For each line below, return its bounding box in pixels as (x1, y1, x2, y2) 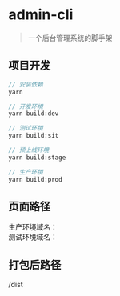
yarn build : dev (8, 110, 59, 118)
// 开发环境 (8, 102, 44, 110)
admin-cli (8, 6, 74, 24)
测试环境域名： (8, 232, 58, 242)
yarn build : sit (8, 132, 59, 140)
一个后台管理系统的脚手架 (27, 33, 113, 42)
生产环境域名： (8, 222, 58, 232)
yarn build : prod (8, 175, 62, 183)
